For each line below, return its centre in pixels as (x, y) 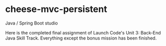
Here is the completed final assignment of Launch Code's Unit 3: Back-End (83, 32)
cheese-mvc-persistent (56, 9)
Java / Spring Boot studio (32, 23)
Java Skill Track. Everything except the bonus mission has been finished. (81, 38)
